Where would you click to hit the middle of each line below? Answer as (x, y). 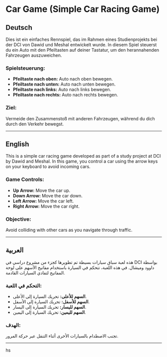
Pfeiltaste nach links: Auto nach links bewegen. (62, 89)
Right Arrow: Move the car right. (46, 206)
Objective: (18, 219)
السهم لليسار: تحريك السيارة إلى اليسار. (49, 307)
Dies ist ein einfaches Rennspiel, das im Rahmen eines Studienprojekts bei (82, 39)
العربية (15, 250)
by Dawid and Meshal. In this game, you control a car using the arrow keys (82, 161)
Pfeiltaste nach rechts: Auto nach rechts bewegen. (65, 95)
